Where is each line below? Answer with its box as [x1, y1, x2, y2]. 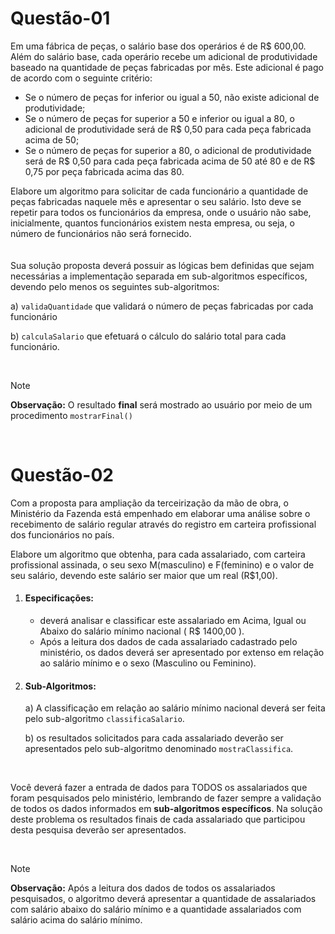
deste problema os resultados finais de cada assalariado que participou [10, 813, 306, 826]
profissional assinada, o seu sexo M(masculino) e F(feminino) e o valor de [10, 558, 315, 571]
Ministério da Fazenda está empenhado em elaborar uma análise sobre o [10, 507, 311, 519]
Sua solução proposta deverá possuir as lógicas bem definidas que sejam [10, 259, 315, 271]
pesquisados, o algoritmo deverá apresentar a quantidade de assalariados [10, 893, 317, 905]
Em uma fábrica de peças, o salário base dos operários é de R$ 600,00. [10, 40, 307, 52]
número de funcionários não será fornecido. [10, 227, 192, 239]
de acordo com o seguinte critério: [10, 72, 153, 84]
